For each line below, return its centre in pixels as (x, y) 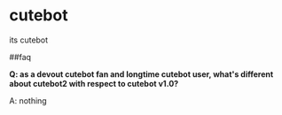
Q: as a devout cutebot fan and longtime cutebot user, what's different (141, 74)
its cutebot (29, 40)
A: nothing (28, 100)
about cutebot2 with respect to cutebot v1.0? (94, 83)
